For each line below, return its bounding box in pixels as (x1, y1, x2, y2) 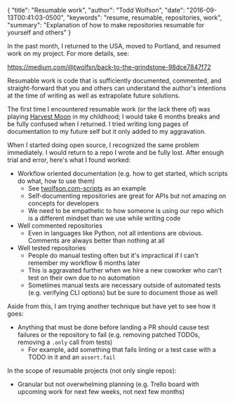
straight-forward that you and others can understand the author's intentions (7, 84, 227, 92)
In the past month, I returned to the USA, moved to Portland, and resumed (7, 42, 221, 50)
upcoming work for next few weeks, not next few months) (17, 388, 184, 395)
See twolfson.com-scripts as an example (27, 184, 147, 192)
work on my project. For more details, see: (7, 49, 130, 57)
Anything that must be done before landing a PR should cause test (17, 323, 209, 332)
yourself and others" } (7, 28, 72, 36)
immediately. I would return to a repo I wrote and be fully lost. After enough (7, 149, 224, 156)
